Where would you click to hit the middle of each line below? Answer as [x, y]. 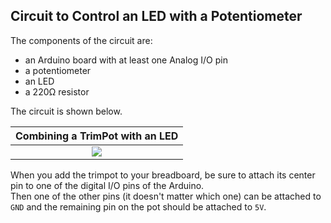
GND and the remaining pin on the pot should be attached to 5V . [138, 206]
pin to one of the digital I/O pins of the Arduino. [107, 185]
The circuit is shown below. [66, 111]
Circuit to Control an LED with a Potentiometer [156, 16]
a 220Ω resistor [57, 91]
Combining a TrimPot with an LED [97, 136]
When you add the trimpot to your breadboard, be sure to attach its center [163, 175]
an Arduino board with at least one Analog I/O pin [126, 60]
